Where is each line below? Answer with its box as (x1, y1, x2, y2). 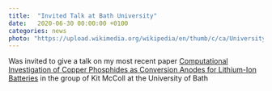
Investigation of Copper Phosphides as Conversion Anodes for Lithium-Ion (8, 65, 257, 75)
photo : (8, 34, 31, 43)
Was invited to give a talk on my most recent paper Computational (8, 56, 228, 66)
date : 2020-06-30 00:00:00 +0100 (8, 19, 129, 27)
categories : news (8, 27, 67, 35)
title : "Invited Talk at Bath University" (8, 11, 158, 20)
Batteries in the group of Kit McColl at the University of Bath (8, 73, 209, 83)
